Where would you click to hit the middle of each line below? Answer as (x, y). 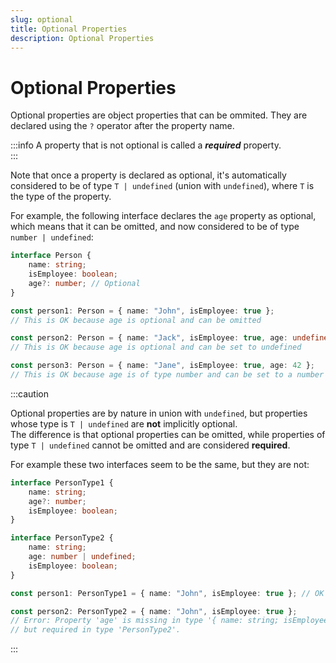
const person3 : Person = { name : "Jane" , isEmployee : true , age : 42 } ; (163, 366)
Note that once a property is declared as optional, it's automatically (148, 175)
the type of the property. (61, 197)
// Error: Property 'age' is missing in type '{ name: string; (145, 621)
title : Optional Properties (69, 29)
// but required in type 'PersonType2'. (96, 630)
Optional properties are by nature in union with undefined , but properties (159, 413)
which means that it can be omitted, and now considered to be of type (155, 227)
